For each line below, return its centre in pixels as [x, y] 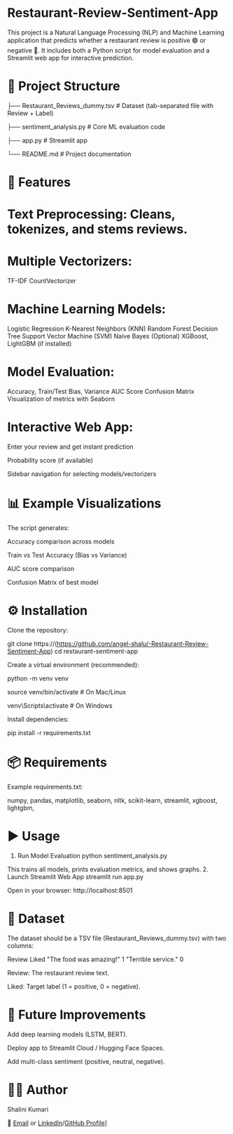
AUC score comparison [41, 568]
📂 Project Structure [64, 86]
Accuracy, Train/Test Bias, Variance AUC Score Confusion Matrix [101, 392]
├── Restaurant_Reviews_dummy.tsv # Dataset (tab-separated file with [110, 105]
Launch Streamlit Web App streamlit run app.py [76, 876]
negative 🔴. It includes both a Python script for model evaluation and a [108, 50]
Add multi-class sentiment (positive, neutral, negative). [86, 1061]
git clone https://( [32, 643]
